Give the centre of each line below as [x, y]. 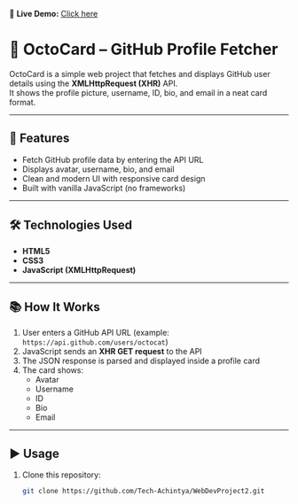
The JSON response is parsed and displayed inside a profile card [141, 361]
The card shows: [53, 370]
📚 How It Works [55, 307]
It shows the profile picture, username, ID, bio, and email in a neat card [138, 92]
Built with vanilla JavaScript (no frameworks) [104, 188]
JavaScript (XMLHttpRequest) [79, 269]
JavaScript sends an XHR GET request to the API [112, 352]
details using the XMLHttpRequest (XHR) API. [94, 83]
